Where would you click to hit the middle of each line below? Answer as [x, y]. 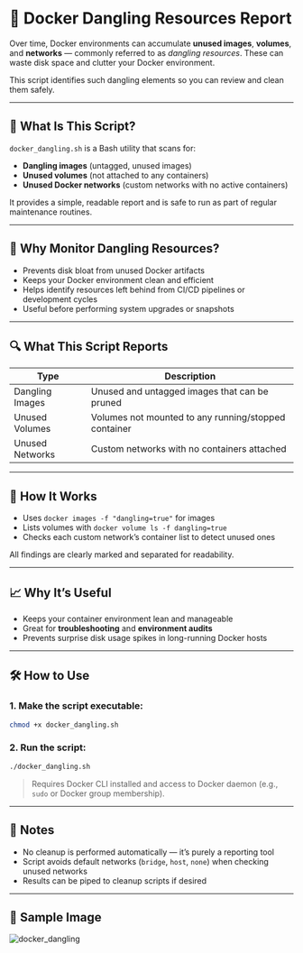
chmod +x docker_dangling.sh [64, 725]
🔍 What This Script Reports [89, 346]
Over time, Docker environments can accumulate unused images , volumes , [151, 43]
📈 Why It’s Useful [60, 593]
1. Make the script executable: [76, 706]
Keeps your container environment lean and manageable [128, 619]
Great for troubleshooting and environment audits [118, 628]
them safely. [32, 89]
